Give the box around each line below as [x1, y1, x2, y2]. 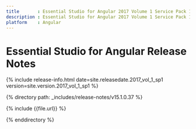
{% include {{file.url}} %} [6, 105, 66, 112]
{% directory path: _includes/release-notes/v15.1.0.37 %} [6, 94, 143, 101]
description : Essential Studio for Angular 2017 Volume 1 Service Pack [6, 14, 187, 20]
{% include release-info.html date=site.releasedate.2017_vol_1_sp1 [6, 76, 163, 83]
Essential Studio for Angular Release [6, 44, 187, 58]
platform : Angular [6, 19, 61, 25]
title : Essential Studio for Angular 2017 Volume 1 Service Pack [6, 8, 187, 15]
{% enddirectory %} [6, 116, 54, 123]
